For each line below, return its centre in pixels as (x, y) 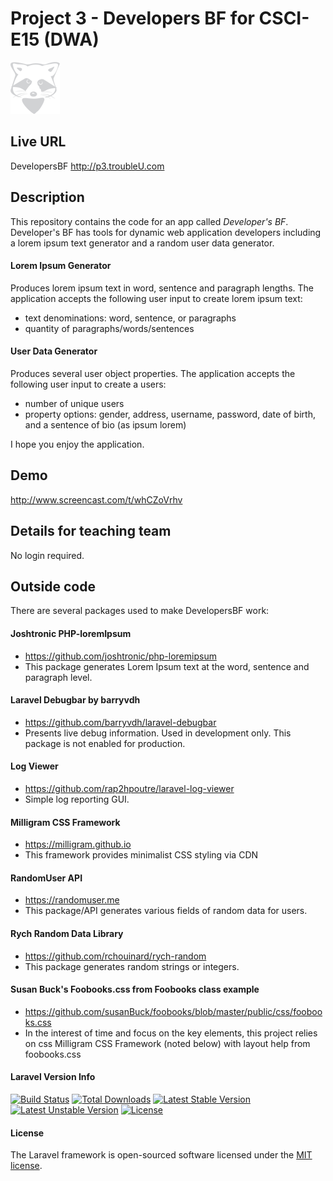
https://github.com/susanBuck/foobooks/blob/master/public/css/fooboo (173, 1011)
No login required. (47, 555)
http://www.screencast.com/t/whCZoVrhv (96, 499)
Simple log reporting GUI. (77, 799)
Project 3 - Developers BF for (132, 18)
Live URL (38, 142)
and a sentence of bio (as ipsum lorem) (105, 424)
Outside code (53, 586)
